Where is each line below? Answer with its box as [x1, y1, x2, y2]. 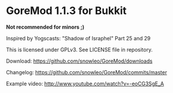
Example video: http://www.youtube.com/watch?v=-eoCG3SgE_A [6, 80, 164, 87]
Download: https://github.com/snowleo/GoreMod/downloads [6, 57, 153, 64]
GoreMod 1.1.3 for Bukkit [6, 4, 127, 18]
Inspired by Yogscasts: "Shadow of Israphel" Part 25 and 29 [6, 35, 151, 42]
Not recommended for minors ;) [6, 23, 85, 30]
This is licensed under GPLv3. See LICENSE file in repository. [6, 46, 153, 53]
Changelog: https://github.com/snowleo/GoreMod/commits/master [6, 68, 168, 75]
